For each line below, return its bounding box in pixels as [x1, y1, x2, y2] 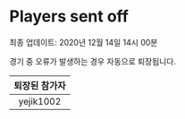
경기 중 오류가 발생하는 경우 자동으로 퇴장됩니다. [9, 55, 177, 66]
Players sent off [9, 6, 130, 27]
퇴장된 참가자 [13, 79, 66, 91]
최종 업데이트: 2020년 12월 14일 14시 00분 [9, 37, 158, 47]
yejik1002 [18, 95, 62, 107]
